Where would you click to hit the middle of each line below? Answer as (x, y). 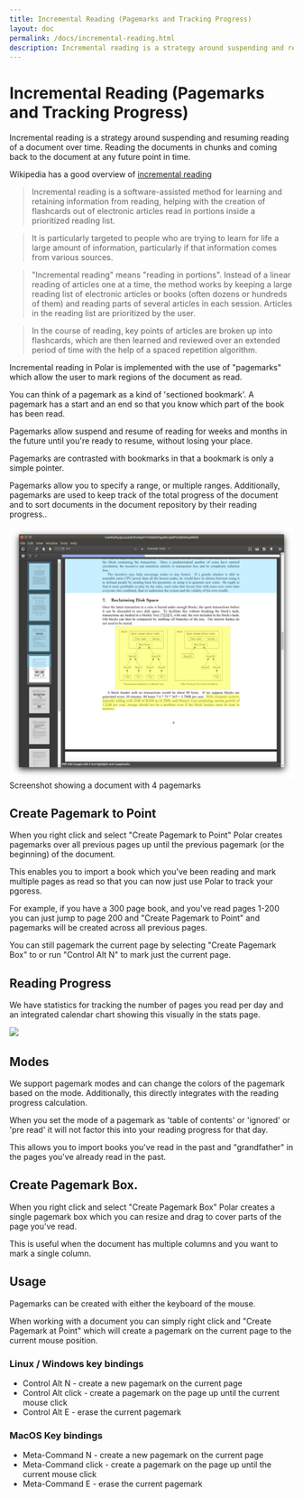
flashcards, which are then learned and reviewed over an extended (156, 341)
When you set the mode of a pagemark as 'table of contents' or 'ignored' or (150, 1120)
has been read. (37, 414)
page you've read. (43, 1226)
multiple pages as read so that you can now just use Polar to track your (141, 882)
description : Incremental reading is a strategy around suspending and (147, 48)
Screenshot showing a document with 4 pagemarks (105, 785)
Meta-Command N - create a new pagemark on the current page (143, 1456)
